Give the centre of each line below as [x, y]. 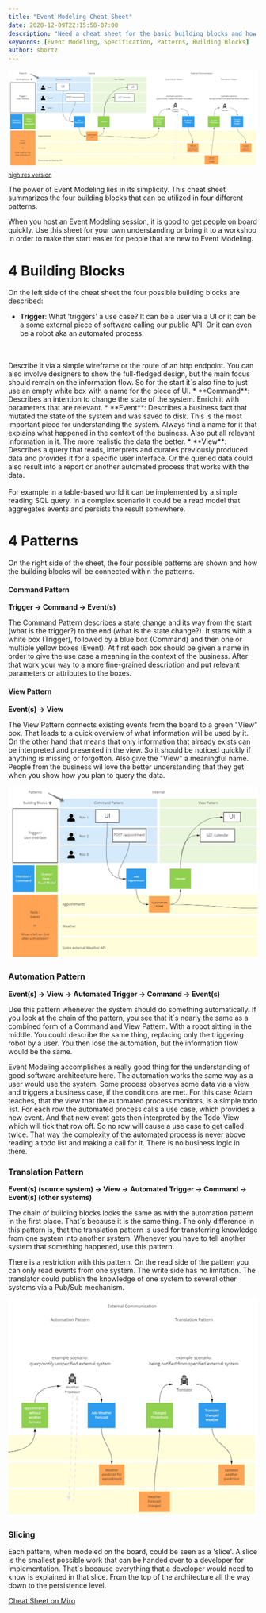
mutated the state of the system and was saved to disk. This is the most [125, 416]
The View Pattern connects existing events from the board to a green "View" [133, 724]
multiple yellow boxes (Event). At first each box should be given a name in [129, 648]
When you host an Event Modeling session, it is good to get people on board [133, 221]
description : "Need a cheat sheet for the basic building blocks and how [133, 33]
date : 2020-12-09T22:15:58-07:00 [63, 25]
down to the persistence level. [57, 1585]
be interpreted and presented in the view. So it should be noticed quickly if [129, 749]
